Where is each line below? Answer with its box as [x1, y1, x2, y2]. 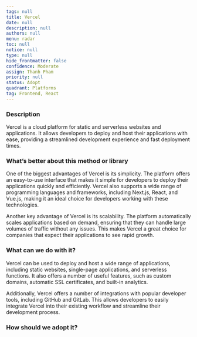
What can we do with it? [6, 246, 76, 255]
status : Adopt [6, 80, 41, 86]
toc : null [6, 42, 30, 48]
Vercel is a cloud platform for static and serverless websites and [6, 124, 161, 131]
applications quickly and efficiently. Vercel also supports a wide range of [6, 183, 182, 190]
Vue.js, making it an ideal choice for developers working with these [6, 195, 168, 202]
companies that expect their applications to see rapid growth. [6, 232, 154, 239]
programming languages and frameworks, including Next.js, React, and [6, 189, 178, 196]
